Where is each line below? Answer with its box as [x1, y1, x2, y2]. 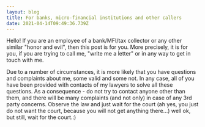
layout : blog [6, 9, 40, 15]
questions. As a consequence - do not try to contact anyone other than [6, 88, 185, 95]
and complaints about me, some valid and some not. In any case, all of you [6, 74, 195, 82]
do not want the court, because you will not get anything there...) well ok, [6, 107, 191, 115]
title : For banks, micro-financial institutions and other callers [6, 15, 182, 21]
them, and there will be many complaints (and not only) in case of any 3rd [6, 94, 192, 101]
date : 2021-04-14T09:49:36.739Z [6, 20, 89, 26]
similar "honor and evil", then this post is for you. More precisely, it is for [6, 43, 188, 51]
